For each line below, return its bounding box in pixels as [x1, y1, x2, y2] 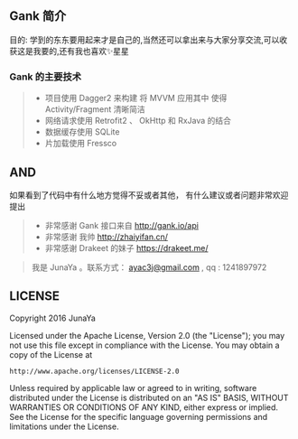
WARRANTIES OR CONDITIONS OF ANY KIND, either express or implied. [9, 401, 278, 413]
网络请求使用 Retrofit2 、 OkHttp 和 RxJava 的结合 [44, 116, 232, 126]
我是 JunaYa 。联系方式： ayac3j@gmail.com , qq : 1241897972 [31, 261, 267, 273]
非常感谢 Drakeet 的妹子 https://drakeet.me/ [44, 242, 209, 253]
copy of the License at [9, 349, 93, 360]
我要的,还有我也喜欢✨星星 [33, 45, 129, 56]
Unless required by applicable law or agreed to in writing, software [9, 382, 257, 393]
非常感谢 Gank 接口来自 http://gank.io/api [44, 219, 199, 230]
